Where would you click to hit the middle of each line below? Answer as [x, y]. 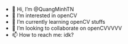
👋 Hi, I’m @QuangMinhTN [43, 9]
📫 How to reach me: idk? [43, 35]
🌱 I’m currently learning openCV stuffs [58, 22]
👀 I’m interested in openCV [44, 15]
